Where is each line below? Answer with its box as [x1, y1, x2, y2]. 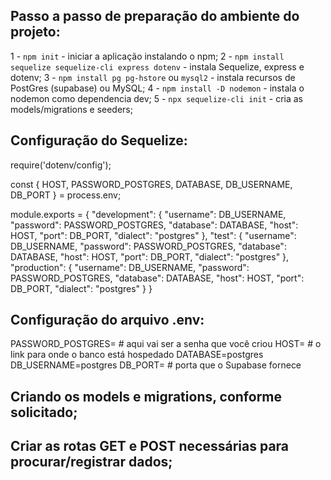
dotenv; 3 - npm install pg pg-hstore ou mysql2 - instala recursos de [10, 71, 296, 83]
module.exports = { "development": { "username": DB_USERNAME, [10, 208, 287, 220]
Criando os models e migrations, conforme [10, 388, 283, 405]
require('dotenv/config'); [10, 159, 112, 171]
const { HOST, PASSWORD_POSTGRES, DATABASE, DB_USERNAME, [10, 178, 293, 190]
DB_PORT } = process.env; [10, 189, 122, 201]
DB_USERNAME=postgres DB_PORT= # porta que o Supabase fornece [10, 359, 302, 371]
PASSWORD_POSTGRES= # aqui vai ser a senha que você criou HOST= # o [10, 338, 322, 350]
